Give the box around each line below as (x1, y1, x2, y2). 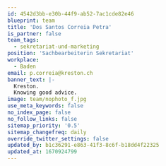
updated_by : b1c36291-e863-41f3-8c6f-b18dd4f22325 (7, 142, 160, 149)
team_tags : (7, 37, 40, 44)
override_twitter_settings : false (7, 135, 109, 142)
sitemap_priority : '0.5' (7, 121, 81, 129)
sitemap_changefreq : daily (7, 129, 87, 136)
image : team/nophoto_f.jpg (7, 96, 87, 103)
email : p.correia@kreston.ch (7, 69, 93, 76)
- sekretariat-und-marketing (13, 43, 100, 50)
